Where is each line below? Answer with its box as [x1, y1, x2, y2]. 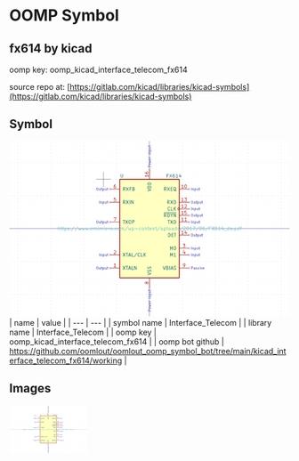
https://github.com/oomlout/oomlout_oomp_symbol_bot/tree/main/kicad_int [9, 345, 287, 356]
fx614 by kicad [9, 41, 93, 56]
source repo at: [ [9, 82, 70, 92]
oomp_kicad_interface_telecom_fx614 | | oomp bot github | [9, 336, 224, 347]
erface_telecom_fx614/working [9, 355, 123, 366]
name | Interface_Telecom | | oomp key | [9, 327, 158, 337]
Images [9, 381, 52, 396]
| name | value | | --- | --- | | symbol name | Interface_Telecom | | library [9, 317, 272, 328]
